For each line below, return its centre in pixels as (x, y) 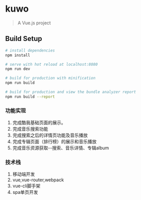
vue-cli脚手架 (26, 186)
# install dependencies (30, 50)
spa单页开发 (25, 192)
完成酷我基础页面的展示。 (39, 123)
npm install (18, 55)
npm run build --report (30, 97)
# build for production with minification (50, 78)
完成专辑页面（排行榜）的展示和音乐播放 (54, 142)
